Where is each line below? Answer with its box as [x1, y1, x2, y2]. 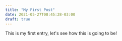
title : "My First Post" [5, 7, 55, 12]
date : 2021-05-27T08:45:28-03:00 [5, 12, 76, 17]
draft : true [5, 16, 30, 21]
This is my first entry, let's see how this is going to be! [5, 30, 117, 36]
